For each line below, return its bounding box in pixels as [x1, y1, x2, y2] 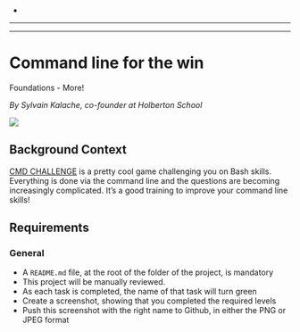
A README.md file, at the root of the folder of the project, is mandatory [21, 267, 274, 278]
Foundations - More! [9, 82, 85, 93]
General [9, 247, 45, 260]
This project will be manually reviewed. [21, 277, 166, 287]
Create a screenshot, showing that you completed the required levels [21, 295, 277, 306]
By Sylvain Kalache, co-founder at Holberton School [9, 99, 203, 110]
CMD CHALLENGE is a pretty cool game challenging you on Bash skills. [9, 166, 272, 177]
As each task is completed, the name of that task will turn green [21, 286, 257, 297]
